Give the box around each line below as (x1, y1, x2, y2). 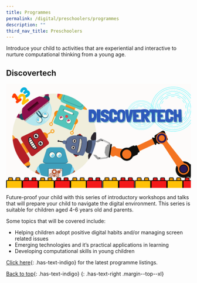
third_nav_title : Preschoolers (6, 28, 83, 34)
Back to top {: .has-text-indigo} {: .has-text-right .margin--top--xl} (6, 270, 164, 277)
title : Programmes (6, 9, 51, 15)
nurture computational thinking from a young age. (6, 51, 126, 58)
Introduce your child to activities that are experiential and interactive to (6, 45, 177, 52)
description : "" (6, 22, 46, 28)
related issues (14, 235, 49, 242)
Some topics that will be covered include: (6, 217, 106, 224)
